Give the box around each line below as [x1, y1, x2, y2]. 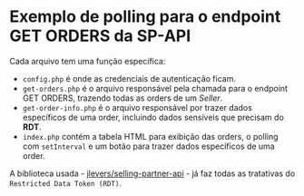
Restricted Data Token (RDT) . [9, 177, 123, 188]
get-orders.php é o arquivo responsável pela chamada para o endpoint [22, 83, 289, 93]
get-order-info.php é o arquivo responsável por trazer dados [22, 102, 252, 113]
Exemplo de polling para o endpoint [9, 6, 281, 27]
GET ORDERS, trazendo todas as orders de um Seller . [22, 93, 223, 103]
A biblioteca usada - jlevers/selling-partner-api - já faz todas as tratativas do [9, 168, 296, 179]
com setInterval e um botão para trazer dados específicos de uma [22, 141, 275, 152]
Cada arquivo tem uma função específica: [9, 55, 166, 66]
